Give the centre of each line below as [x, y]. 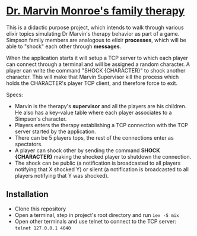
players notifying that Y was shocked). [62, 175]
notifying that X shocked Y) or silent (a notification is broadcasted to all [101, 169]
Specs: [15, 95]
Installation [27, 194]
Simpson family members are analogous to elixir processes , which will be [96, 40]
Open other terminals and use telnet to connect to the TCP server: [95, 221]
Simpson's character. [41, 119]
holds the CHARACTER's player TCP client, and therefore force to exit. [92, 83]
